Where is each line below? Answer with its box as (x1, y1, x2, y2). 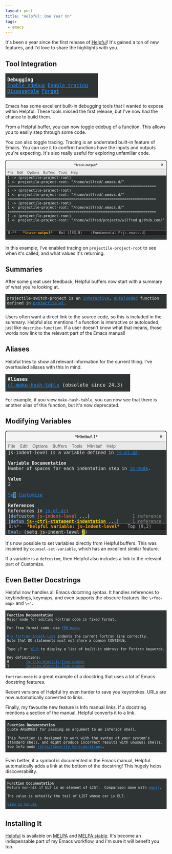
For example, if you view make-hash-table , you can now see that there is (5, 396, 157, 402)
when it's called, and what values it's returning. (5, 250, 105, 256)
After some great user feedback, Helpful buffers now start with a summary (5, 278, 163, 284)
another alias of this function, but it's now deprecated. (5, 402, 120, 408)
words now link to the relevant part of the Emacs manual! (5, 330, 125, 336)
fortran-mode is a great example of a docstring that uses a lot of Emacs (5, 673, 156, 679)
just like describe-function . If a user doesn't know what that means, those (5, 324, 162, 331)
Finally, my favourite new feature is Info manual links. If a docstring (5, 704, 146, 710)
